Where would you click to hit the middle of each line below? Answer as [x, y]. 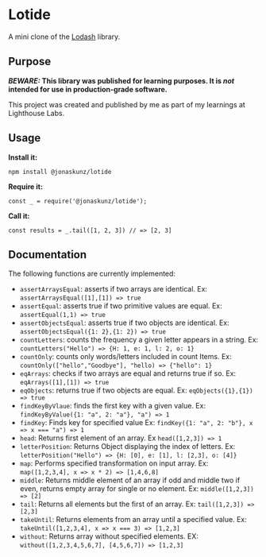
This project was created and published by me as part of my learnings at [127, 104]
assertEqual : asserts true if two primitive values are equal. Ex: [121, 306]
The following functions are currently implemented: [92, 274]
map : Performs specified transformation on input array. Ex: [114, 463]
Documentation [48, 255]
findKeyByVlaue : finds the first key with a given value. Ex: [113, 406]
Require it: [26, 186]
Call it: [19, 215]
